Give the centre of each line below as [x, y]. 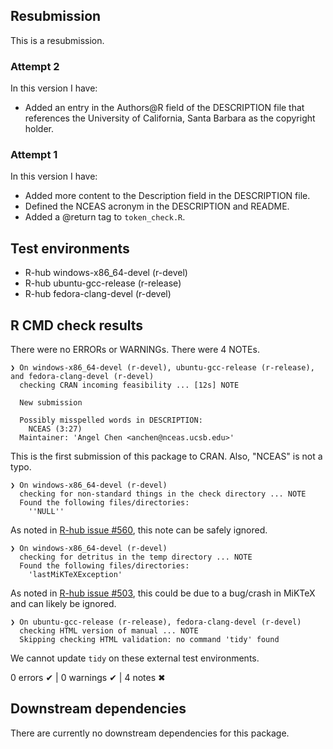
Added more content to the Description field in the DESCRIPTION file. [167, 196]
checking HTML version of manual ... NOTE [109, 631]
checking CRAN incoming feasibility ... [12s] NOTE [129, 385]
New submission [51, 403]
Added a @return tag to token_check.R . [105, 217]
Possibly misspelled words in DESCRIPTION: [111, 420]
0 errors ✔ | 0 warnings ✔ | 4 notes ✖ [88, 678]
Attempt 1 [34, 155]
